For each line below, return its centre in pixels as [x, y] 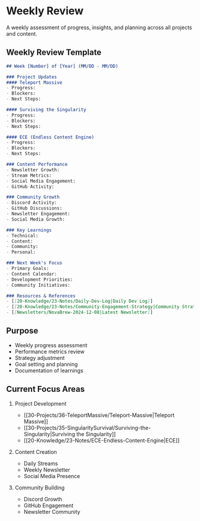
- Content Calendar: [32, 274]
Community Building [40, 487]
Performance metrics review [50, 351]
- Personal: [21, 252]
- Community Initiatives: [38, 285]
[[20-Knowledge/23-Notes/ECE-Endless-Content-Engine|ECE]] [101, 440]
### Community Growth [33, 197]
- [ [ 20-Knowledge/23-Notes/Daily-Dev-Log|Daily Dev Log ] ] [79, 302]
